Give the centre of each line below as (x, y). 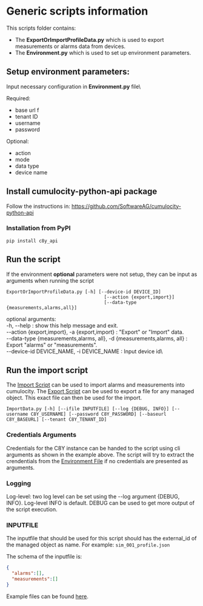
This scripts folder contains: (41, 28)
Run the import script (47, 370)
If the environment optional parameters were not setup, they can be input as (102, 274)
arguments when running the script (50, 280)
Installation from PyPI (38, 228)
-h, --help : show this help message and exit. (62, 325)
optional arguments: (31, 319)
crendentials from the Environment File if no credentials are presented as (97, 461)
